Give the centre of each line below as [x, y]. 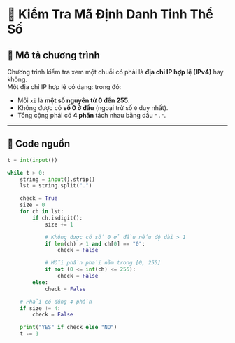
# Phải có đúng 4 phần [56, 302]
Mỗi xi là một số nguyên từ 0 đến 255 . [73, 100]
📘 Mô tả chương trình [54, 55]
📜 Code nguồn [39, 144]
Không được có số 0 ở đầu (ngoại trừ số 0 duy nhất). [93, 108]
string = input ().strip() [58, 179]
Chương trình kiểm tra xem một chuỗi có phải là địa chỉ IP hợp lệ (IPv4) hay [115, 72]
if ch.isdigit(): [57, 218]
